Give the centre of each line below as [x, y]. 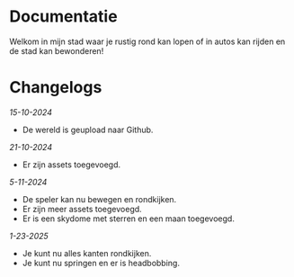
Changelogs [56, 88]
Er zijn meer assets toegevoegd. [82, 209]
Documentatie [64, 17]
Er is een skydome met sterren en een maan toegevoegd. [129, 219]
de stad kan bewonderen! [57, 50]
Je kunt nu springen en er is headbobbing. [101, 263]
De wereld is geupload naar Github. [88, 130]
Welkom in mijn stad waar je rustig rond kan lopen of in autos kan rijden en [147, 41]
